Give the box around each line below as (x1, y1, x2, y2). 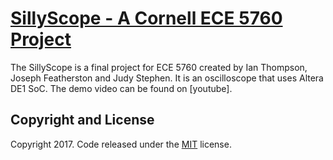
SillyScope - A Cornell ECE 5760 (10, 7, 283, 30)
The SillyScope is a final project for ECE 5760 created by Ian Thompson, (10, 61, 308, 73)
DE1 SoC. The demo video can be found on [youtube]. (10, 82, 233, 94)
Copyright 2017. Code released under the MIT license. (10, 138, 232, 150)
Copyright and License (10, 112, 155, 129)
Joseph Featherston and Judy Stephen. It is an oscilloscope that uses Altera (10, 72, 324, 84)
